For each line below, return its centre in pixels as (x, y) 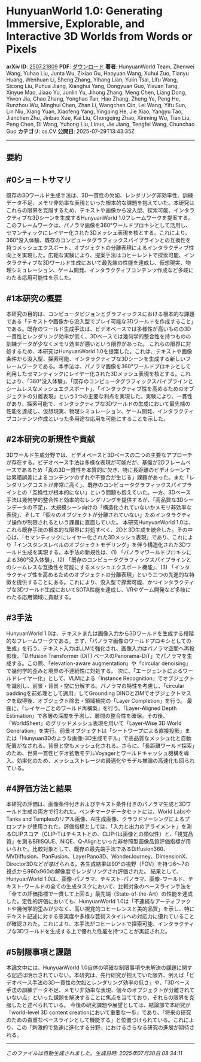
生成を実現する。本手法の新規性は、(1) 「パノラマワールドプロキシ (104, 552)
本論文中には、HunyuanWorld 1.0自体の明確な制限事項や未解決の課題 (92, 967)
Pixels (22, 49)
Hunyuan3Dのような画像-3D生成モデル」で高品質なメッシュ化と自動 (106, 738)
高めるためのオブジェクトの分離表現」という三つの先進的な (116, 574)
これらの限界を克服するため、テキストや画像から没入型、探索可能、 (90, 210)
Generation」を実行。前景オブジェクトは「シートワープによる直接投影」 (96, 730)
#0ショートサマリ (39, 180)
